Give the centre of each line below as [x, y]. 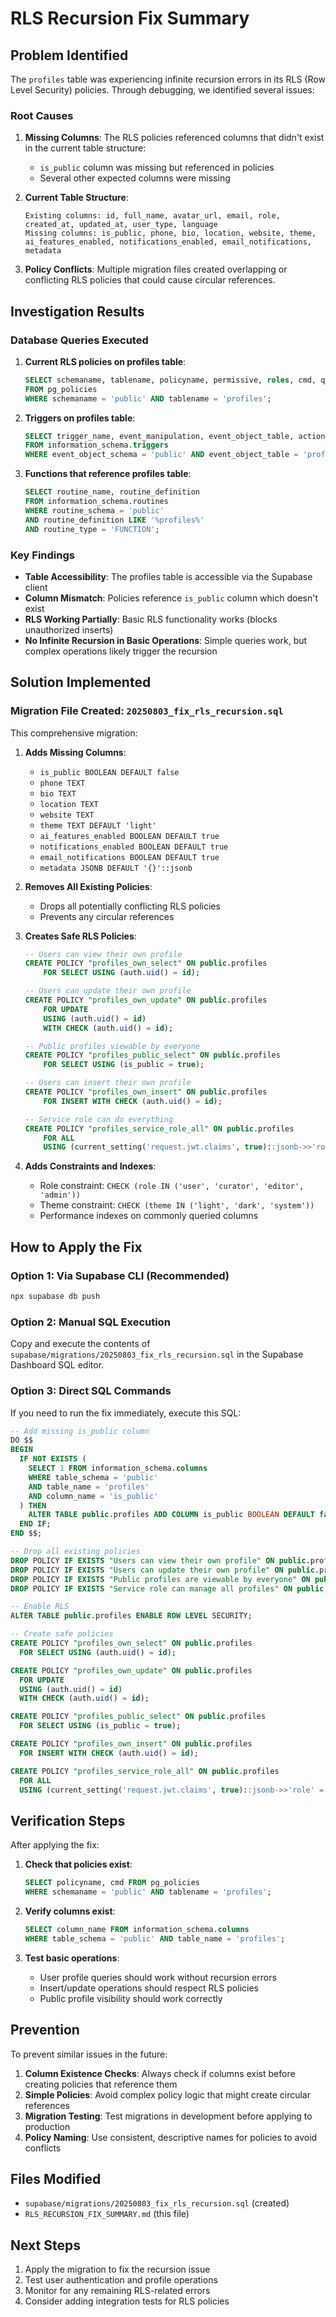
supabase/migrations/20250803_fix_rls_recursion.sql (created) [157, 2203]
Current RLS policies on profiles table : [105, 361]
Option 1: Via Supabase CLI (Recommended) [120, 1275]
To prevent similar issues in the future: [89, 2054]
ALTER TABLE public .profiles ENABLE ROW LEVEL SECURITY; [131, 1616]
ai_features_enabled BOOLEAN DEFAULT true [129, 836]
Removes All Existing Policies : [88, 886]
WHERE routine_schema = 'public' [94, 510]
